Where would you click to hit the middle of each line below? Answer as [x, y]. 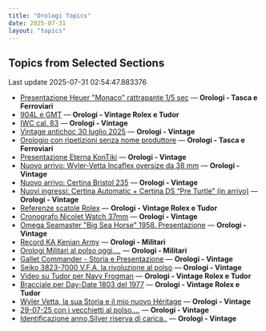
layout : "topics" [37, 30]
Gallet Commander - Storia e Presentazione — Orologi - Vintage [127, 259]
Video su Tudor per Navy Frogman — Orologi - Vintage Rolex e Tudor [135, 276]
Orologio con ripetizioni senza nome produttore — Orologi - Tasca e [133, 140]
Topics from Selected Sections [87, 63]
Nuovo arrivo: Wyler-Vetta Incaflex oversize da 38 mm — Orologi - [130, 165]
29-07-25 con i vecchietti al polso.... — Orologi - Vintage [115, 310]
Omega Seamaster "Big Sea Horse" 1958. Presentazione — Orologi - [133, 225]
